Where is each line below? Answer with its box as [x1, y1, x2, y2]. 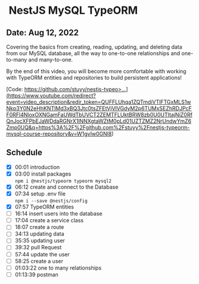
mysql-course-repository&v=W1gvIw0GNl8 [6, 130, 112, 137]
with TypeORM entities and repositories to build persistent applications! [6, 74, 182, 81]
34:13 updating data [14, 230, 65, 237]
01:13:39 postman [14, 271, 59, 278]
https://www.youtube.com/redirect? [8, 92, 96, 99]
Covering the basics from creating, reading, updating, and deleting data [6, 43, 182, 50]
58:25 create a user [14, 257, 64, 264]
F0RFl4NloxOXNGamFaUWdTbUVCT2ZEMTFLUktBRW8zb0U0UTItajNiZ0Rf [6, 111, 193, 118]
